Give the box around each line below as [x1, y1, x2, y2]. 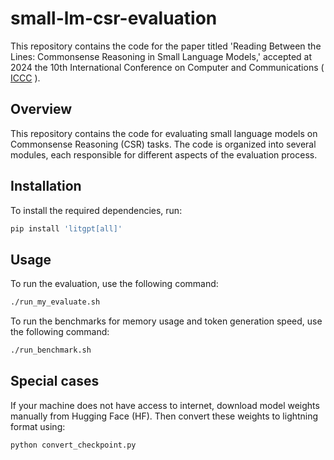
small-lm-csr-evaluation [10, 7, 218, 30]
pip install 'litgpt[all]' [10, 223, 123, 234]
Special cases [10, 373, 100, 390]
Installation [10, 178, 82, 195]
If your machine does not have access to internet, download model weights [10, 399, 320, 411]
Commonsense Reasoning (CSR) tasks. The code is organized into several [10, 138, 317, 150]
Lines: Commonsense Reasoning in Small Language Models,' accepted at [10, 50, 313, 62]
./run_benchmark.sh [10, 345, 92, 356]
